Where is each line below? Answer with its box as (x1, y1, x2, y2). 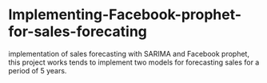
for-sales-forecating (8, 22, 148, 41)
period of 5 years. (8, 65, 67, 75)
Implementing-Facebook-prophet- (8, 6, 242, 24)
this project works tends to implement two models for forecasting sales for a (8, 57, 260, 67)
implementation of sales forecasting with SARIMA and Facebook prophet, (8, 49, 250, 58)
